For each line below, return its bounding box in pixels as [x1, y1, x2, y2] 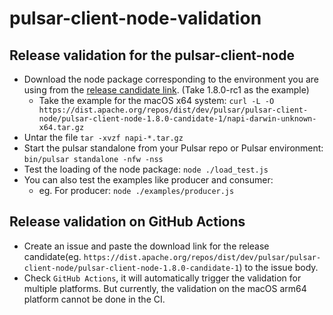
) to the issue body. [238, 261, 319, 273]
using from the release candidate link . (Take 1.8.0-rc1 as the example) [23, 84, 310, 96]
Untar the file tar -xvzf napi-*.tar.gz [23, 132, 184, 143]
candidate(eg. [23, 250, 82, 262]
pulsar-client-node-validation [9, 7, 262, 30]
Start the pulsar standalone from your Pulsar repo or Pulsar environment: [23, 142, 324, 154]
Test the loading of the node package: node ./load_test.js [23, 163, 269, 175]
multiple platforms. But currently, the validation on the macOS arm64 [23, 282, 307, 294]
